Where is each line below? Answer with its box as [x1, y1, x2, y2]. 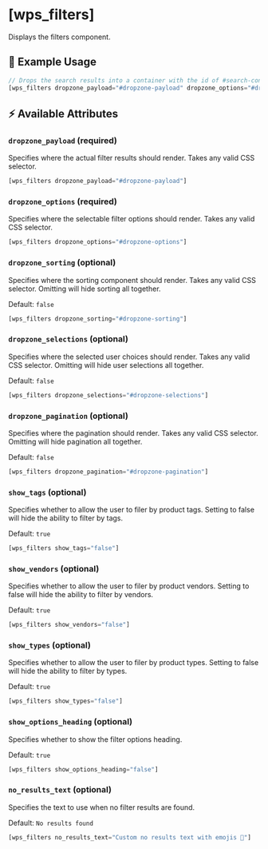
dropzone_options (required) [8, 196, 118, 207]
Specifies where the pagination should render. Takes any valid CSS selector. [8, 428, 259, 437]
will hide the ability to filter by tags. [8, 513, 124, 523]
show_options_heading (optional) [8, 716, 133, 727]
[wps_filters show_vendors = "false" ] [8, 621, 130, 629]
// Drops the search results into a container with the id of [8, 76, 219, 85]
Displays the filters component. [8, 32, 111, 42]
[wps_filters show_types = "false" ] [8, 697, 124, 705]
